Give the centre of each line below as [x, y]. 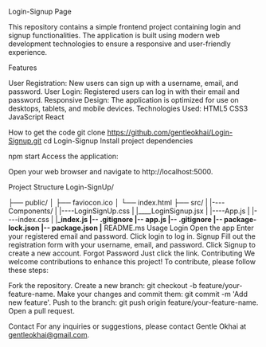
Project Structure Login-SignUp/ [61, 187]
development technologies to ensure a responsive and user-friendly [119, 44]
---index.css [29, 219]
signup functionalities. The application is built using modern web [114, 35]
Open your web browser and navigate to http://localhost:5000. [111, 172]
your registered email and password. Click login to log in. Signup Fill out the [132, 236]
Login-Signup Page [40, 12]
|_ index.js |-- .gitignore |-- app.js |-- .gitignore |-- [139, 219]
